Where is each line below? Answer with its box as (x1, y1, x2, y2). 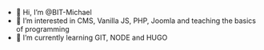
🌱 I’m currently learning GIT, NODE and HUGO (15, 33, 168, 42)
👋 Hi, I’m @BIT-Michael (15, 8, 92, 17)
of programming (15, 25, 70, 33)
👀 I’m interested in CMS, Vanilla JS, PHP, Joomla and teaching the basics (15, 16, 256, 25)
